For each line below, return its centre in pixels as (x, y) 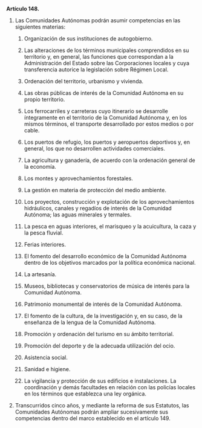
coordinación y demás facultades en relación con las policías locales (109, 387)
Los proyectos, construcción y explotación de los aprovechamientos (109, 202)
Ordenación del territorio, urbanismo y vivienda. (84, 81)
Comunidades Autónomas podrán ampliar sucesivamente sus (92, 412)
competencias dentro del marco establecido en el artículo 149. (93, 418)
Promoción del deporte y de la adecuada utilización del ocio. (99, 346)
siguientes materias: (40, 27)
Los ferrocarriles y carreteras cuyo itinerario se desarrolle (96, 111)
